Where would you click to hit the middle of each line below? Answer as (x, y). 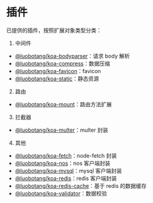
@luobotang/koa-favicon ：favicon (58, 71)
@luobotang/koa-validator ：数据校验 (61, 193)
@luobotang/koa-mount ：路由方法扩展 (63, 104)
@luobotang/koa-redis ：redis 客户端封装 (66, 178)
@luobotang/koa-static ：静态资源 (57, 79)
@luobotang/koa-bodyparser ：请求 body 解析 (72, 56)
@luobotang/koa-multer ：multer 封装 (61, 130)
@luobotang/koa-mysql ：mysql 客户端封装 (68, 170)
